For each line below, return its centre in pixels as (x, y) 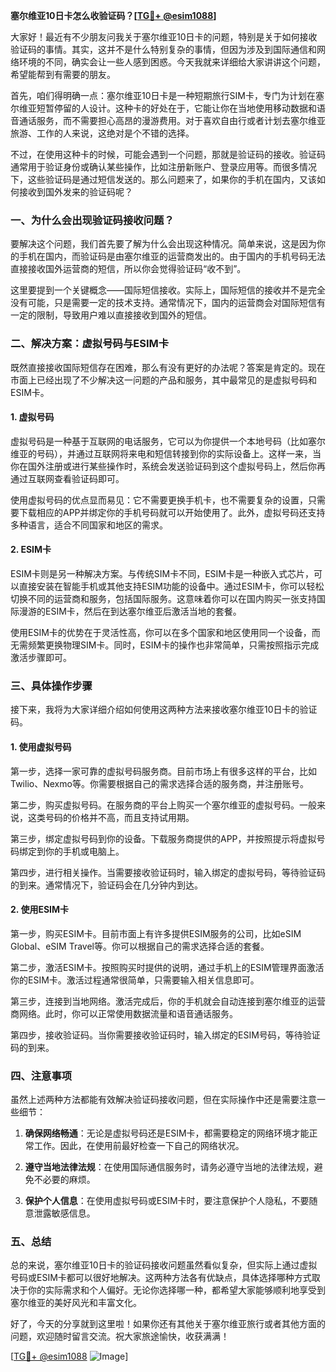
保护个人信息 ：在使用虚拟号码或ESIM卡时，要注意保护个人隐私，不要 (167, 1200)
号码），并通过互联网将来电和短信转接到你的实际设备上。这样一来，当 (179, 453)
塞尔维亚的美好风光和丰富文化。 (76, 1303)
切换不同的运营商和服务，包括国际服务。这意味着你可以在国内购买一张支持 (163, 598)
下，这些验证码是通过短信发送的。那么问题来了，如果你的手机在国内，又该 (163, 179)
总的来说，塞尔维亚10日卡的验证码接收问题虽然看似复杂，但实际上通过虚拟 (164, 1265)
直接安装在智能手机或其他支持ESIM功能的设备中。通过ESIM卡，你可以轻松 (171, 586)
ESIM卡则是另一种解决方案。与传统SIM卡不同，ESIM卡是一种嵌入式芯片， (162, 573)
